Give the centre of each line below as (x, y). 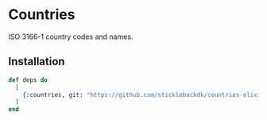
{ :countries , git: (53, 95)
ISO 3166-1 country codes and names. (71, 37)
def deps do (28, 80)
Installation (37, 62)
